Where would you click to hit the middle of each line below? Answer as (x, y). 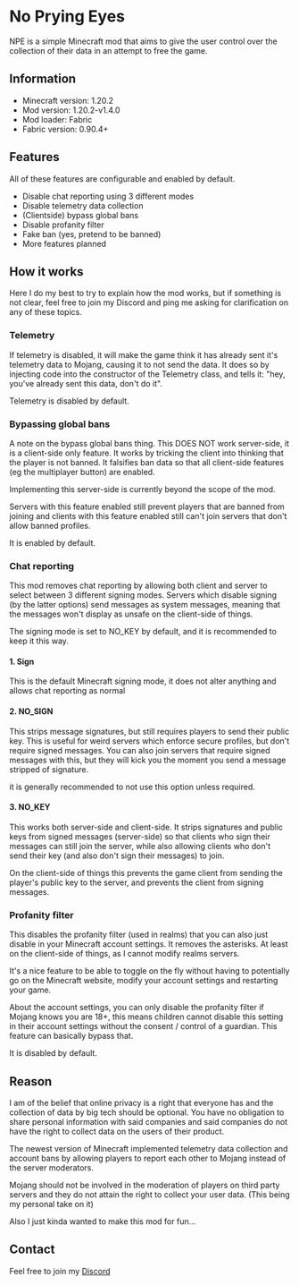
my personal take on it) (51, 1204)
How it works (46, 272)
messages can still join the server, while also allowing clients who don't (140, 846)
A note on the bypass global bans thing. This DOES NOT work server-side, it (149, 443)
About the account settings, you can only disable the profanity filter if (137, 1008)
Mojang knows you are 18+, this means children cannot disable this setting (146, 1017)
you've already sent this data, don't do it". (86, 383)
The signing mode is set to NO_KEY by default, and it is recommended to (143, 632)
